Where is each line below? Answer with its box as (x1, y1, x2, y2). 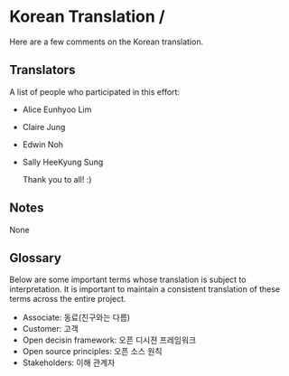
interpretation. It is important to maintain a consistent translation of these (9, 284, 281, 295)
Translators (9, 62, 76, 78)
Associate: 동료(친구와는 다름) (22, 312, 131, 323)
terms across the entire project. (9, 294, 126, 305)
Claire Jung (22, 121, 66, 132)
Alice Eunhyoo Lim (22, 104, 92, 115)
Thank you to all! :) (22, 174, 92, 184)
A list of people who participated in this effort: (9, 86, 181, 97)
